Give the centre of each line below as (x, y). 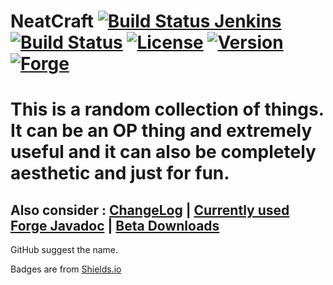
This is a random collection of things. (167, 109)
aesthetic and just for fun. (120, 173)
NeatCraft (52, 21)
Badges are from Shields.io (66, 269)
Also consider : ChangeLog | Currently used (150, 210)
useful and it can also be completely (163, 152)
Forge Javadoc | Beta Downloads (115, 225)
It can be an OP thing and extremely (161, 131)
